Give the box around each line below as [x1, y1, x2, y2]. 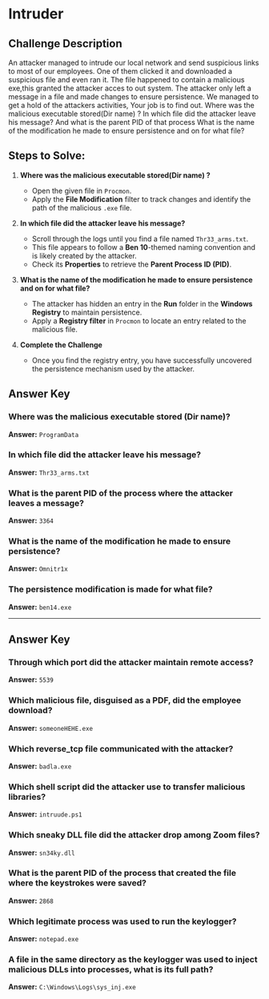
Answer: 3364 [8, 516, 54, 525]
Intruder [8, 5, 64, 23]
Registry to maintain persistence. [31, 307, 143, 317]
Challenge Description [8, 37, 122, 50]
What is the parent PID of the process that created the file [8, 868, 236, 879]
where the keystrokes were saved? [8, 877, 147, 889]
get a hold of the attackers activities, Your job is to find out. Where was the [8, 101, 255, 110]
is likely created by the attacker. [31, 251, 138, 260]
